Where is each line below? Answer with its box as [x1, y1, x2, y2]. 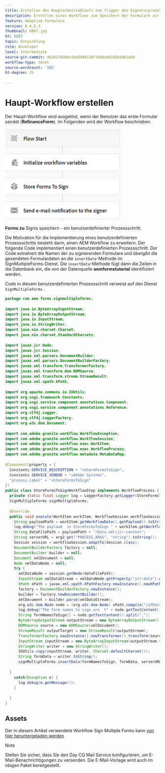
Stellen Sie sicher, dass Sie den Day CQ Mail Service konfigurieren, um [5, 752, 148, 758]
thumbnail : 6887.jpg [5, 29, 48, 34]
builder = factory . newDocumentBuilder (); [18, 592, 105, 597]
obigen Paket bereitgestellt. [5, 762, 61, 768]
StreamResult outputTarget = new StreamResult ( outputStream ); [18, 628, 148, 633]
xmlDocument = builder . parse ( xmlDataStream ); [18, 597, 113, 602]
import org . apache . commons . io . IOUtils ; [5, 389, 87, 395]
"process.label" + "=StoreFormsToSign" [9, 478, 91, 483]
